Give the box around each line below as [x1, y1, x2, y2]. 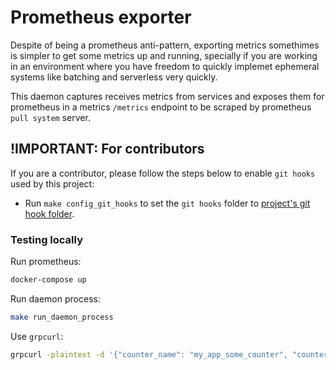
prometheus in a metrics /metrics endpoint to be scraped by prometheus [10, 101, 312, 113]
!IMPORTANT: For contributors [10, 141, 205, 158]
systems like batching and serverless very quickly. [10, 71, 218, 83]
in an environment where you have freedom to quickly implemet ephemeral [10, 60, 320, 72]
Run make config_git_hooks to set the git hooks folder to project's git [24, 197, 311, 209]
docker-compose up [10, 275, 87, 285]
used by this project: [10, 177, 95, 190]
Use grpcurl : [10, 330, 64, 342]
